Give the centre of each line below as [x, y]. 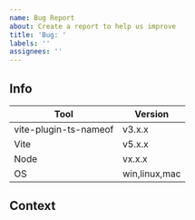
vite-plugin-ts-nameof [64, 129]
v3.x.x [135, 129]
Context [33, 206]
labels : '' [30, 43]
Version [152, 114]
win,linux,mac [151, 174]
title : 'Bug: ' [38, 35]
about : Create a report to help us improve [93, 26]
